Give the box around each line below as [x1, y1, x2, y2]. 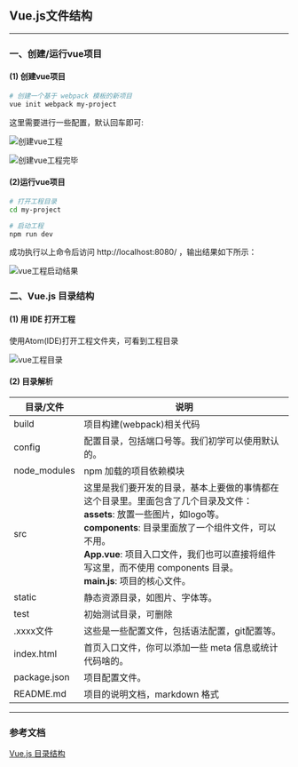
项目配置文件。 [83, 671, 146, 683]
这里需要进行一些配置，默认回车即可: [9, 116, 145, 127]
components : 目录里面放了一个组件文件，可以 [83, 521, 277, 533]
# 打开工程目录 [9, 196, 58, 206]
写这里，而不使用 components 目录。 [83, 561, 239, 573]
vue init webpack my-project [9, 100, 117, 108]
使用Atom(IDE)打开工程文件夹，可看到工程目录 [9, 335, 179, 346]
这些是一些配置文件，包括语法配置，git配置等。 [83, 625, 281, 637]
